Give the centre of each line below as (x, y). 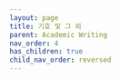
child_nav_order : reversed (60, 60)
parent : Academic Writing (58, 35)
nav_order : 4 (34, 43)
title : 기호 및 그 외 (45, 26)
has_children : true (46, 52)
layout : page (34, 18)
